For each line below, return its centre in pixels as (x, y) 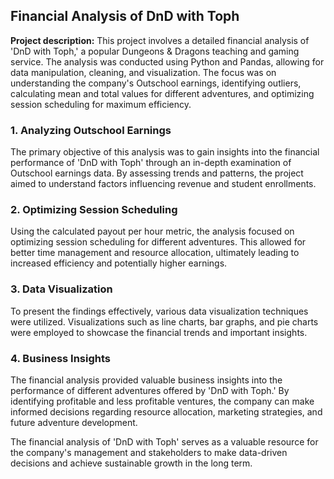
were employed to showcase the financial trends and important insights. (159, 332)
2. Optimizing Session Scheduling (94, 210)
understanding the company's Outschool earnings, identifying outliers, (156, 83)
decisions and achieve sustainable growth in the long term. (131, 463)
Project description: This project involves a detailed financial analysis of (160, 40)
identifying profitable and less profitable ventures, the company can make (162, 401)
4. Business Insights (61, 358)
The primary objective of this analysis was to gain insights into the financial (165, 152)
